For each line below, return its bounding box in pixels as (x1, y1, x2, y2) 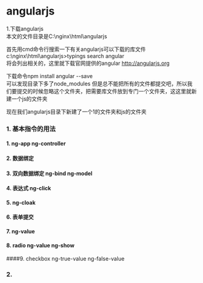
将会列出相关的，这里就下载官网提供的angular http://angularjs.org (6, 59, 170, 67)
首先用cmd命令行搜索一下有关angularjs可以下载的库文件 (6, 45, 146, 53)
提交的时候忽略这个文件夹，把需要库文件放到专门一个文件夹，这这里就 (16, 87, 192, 95)
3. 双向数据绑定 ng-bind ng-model (6, 170, 92, 177)
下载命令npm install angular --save (6, 72, 93, 79)
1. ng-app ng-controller (6, 140, 66, 147)
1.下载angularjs (6, 25, 44, 32)
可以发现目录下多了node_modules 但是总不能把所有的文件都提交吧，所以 (6, 80, 187, 87)
